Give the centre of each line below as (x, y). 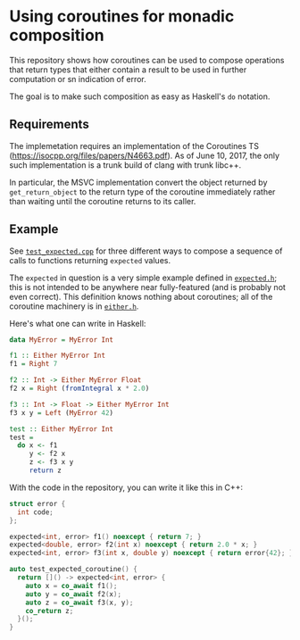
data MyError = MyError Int (62, 340)
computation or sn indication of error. (78, 79)
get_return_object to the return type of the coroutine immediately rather (142, 191)
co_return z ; (50, 611)
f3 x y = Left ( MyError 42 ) (62, 412)
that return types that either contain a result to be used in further (128, 70)
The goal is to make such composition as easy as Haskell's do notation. (140, 96)
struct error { (37, 503)
